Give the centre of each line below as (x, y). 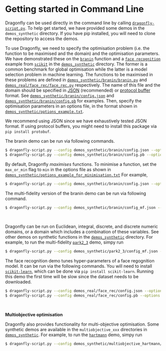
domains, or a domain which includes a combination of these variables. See (82, 232)
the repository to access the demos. (42, 39)
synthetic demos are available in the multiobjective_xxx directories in (76, 330)
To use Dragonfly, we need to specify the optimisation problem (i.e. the (77, 48)
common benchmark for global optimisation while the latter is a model (76, 69)
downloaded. (19, 282)
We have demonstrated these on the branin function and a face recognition (83, 58)
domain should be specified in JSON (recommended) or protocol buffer (78, 90)
